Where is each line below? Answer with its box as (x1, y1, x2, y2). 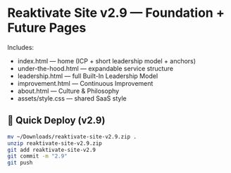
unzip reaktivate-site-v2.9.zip (7, 139, 102, 147)
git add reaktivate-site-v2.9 (7, 146, 96, 153)
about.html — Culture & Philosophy (17, 86, 120, 95)
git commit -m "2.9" (7, 153, 68, 160)
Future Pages (7, 20, 87, 36)
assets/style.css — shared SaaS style (17, 94, 127, 103)
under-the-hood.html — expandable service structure (17, 64, 174, 72)
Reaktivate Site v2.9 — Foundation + (7, 5, 225, 21)
